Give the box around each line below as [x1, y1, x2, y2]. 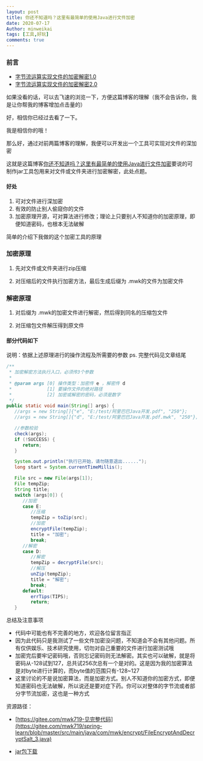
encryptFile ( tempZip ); [30, 526, 88, 532]
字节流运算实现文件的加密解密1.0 [14, 73, 97, 81]
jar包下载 [14, 748, 38, 755]
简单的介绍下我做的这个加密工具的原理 [6, 233, 101, 240]
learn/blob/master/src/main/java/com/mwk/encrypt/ [14, 729, 145, 736]
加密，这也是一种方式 [36, 690, 89, 697]
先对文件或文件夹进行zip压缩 [14, 264, 86, 271]
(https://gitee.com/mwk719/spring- [14, 722, 103, 730]
